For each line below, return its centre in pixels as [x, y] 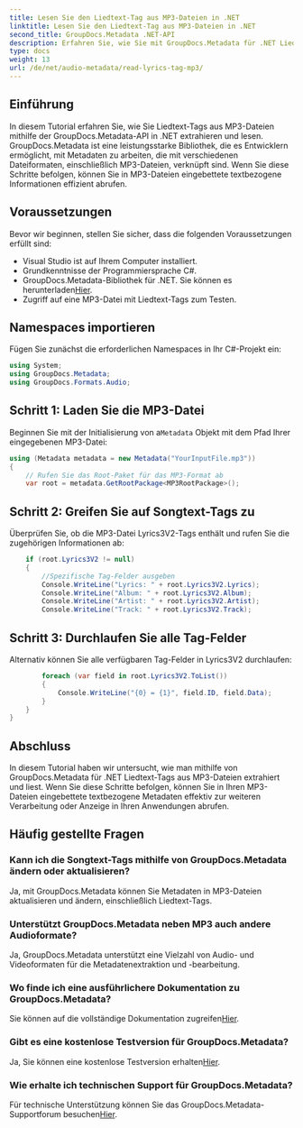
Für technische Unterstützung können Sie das [94, 1105]
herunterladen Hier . [57, 289]
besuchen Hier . [90, 1114]
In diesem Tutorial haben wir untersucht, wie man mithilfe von [124, 768]
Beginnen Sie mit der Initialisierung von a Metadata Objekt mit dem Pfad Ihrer [150, 432]
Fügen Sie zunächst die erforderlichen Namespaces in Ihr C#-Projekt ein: [146, 349]
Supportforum [35, 1114]
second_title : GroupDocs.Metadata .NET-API [92, 34]
